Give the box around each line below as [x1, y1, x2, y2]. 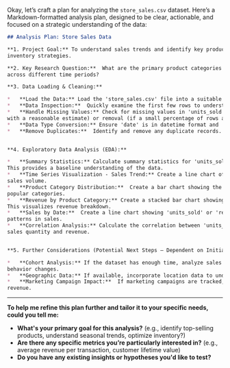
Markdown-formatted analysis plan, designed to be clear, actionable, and [7, 13, 214, 21]
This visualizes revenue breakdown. [7, 203, 112, 210]
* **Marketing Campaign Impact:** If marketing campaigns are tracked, [7, 278, 225, 285]
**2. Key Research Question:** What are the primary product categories [7, 64, 222, 71]
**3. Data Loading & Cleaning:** [7, 84, 103, 90]
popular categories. [7, 190, 66, 197]
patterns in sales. [7, 216, 63, 223]
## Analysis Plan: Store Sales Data [7, 34, 112, 40]
